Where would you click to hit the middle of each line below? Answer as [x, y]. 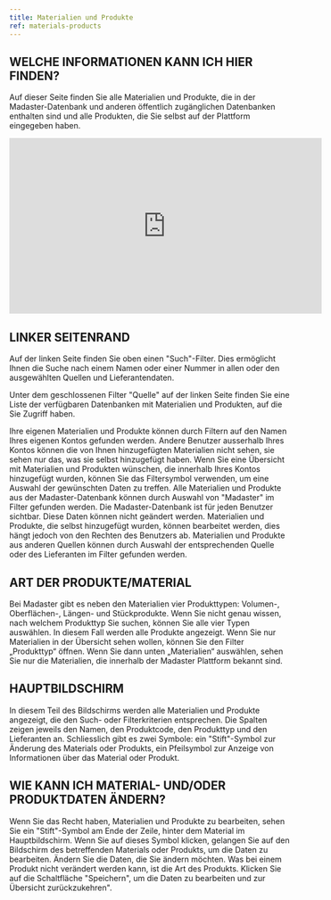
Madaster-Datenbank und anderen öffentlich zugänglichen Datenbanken [142, 107]
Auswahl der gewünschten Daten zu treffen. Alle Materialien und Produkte [145, 488]
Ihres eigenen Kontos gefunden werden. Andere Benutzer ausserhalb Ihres [147, 441]
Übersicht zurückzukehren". [61, 888]
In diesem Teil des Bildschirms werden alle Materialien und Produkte [135, 710]
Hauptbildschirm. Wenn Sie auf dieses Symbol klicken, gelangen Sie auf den [149, 840]
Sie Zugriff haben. [42, 414]
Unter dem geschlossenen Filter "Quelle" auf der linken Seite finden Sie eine [149, 395]
